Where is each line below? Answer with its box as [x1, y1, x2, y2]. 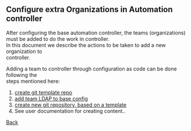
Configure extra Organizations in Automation [6, 5, 173, 15]
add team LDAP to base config [14, 95, 89, 102]
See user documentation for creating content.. [14, 107, 126, 114]
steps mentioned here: [6, 77, 60, 84]
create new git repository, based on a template [14, 101, 127, 108]
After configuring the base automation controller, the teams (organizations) [6, 29, 186, 36]
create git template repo [14, 88, 73, 95]
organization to [6, 48, 43, 55]
